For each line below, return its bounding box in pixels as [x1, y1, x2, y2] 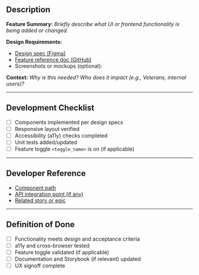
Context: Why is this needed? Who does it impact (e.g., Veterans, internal [6, 73, 187, 81]
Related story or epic [14, 197, 66, 204]
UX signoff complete [14, 262, 65, 269]
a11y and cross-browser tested [14, 242, 90, 249]
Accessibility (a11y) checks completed [14, 132, 108, 139]
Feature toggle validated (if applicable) [14, 248, 110, 255]
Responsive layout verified [14, 125, 80, 132]
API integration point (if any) [14, 190, 84, 197]
